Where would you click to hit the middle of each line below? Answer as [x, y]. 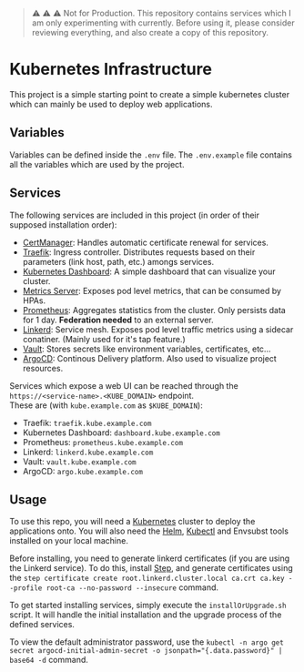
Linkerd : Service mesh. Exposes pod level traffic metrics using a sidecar [158, 329]
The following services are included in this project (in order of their [135, 215]
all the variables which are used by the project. [97, 164]
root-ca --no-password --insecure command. [132, 587]
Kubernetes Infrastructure [111, 70]
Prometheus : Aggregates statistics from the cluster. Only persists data [154, 310]
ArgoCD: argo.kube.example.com [83, 471]
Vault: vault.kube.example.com [79, 461]
